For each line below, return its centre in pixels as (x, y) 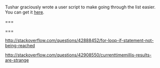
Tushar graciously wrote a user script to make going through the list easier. (80, 7)
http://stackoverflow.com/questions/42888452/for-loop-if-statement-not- (80, 40)
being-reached (20, 45)
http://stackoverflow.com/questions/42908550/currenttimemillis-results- (78, 55)
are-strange (17, 60)
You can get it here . (25, 12)
